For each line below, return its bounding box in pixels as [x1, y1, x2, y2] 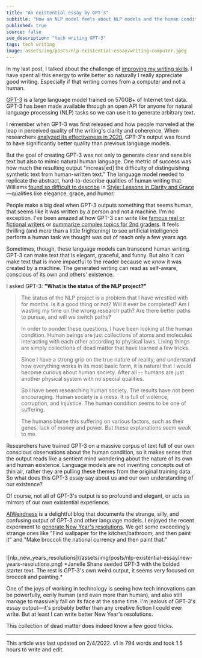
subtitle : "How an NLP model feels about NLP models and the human [6, 16, 179, 22]
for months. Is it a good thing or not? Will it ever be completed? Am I [20, 300, 189, 307]
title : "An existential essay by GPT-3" [6, 10, 109, 16]
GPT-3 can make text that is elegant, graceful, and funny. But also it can [6, 251, 185, 258]
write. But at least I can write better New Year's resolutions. [6, 610, 153, 618]
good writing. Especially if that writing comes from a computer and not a [6, 78, 185, 85]
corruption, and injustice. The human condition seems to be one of [20, 399, 186, 407]
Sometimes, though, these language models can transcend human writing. [6, 245, 191, 252]
